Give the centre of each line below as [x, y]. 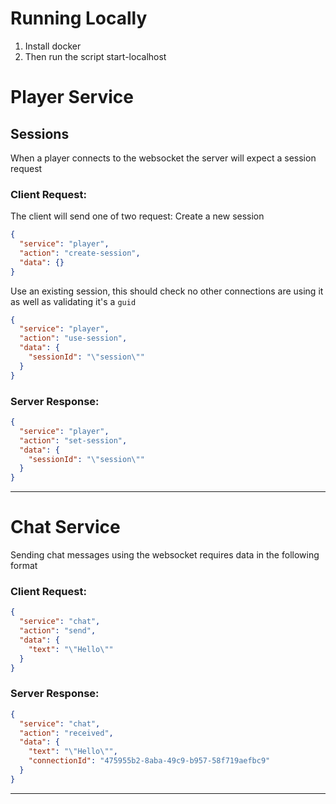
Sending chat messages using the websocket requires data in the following [165, 555]
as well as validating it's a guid [73, 301]
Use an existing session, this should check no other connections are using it [167, 291]
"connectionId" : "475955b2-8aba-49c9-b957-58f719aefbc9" [149, 761]
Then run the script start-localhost [95, 56]
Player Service [72, 97]
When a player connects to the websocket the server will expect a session [163, 158]
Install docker [53, 46]
